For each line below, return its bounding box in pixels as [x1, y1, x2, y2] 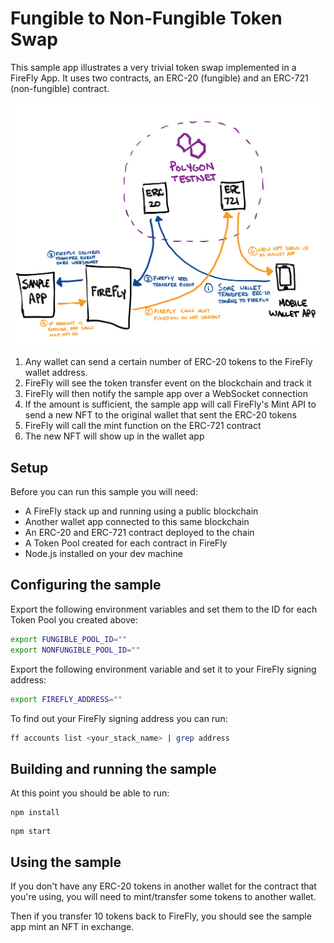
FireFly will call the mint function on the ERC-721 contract [24, 420, 262, 432]
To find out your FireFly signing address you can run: [10, 712, 228, 724]
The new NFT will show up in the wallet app [24, 430, 205, 442]
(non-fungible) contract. [10, 82, 110, 94]
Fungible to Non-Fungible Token [10, 7, 283, 30]
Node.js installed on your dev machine [24, 548, 183, 560]
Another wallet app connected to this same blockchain [24, 516, 250, 528]
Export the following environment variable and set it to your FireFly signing [10, 663, 317, 675]
